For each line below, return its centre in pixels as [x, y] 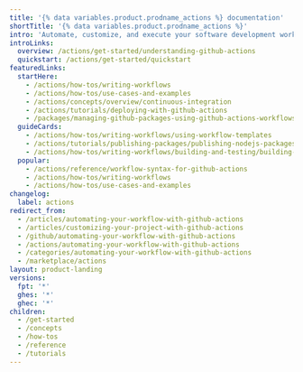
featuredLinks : [38, 69]
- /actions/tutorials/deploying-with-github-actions [127, 110]
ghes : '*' [36, 294]
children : [28, 312]
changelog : [30, 194]
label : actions [46, 203]
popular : [34, 160]
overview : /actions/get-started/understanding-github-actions [137, 51]
